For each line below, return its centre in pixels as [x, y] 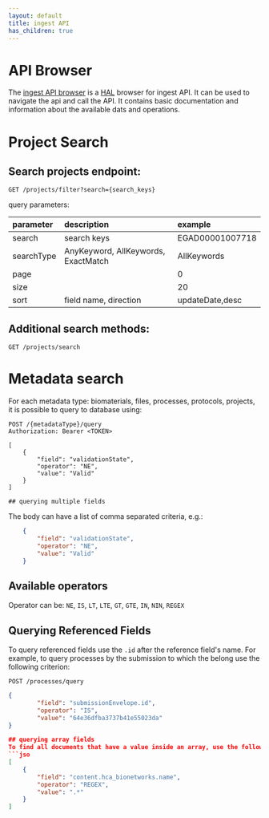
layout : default [35, 16]
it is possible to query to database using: [75, 410]
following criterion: [39, 667]
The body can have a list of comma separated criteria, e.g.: [106, 516]
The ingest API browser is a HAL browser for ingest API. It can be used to [129, 92]
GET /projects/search [44, 347]
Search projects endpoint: [75, 171]
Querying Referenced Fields [80, 630]
